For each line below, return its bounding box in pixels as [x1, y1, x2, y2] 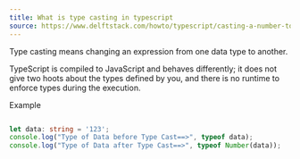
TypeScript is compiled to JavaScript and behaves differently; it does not [9, 63, 278, 74]
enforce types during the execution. [9, 82, 141, 93]
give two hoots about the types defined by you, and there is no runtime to [9, 72, 279, 83]
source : [9, 21, 38, 30]
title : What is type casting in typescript [9, 13, 174, 22]
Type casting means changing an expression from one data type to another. [9, 46, 288, 56]
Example [9, 99, 42, 110]
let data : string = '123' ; [9, 124, 110, 134]
